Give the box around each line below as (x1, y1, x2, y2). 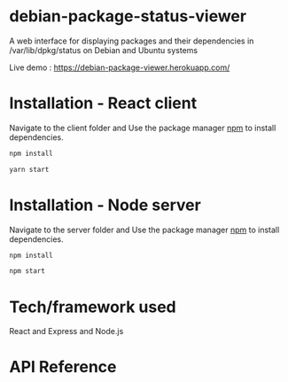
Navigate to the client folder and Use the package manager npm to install (9, 122, 276, 133)
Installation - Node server (9, 195, 201, 214)
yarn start (9, 165, 50, 174)
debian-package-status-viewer (9, 6, 246, 27)
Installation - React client (9, 93, 198, 113)
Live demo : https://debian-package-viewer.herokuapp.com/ (9, 62, 230, 73)
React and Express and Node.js (9, 326, 124, 337)
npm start (9, 267, 46, 276)
